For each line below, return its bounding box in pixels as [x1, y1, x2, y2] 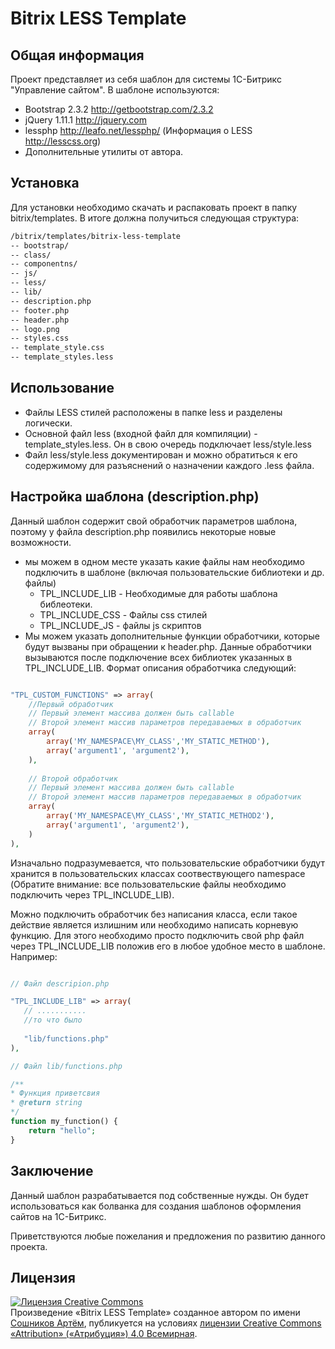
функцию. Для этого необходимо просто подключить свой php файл [10, 929, 305, 941]
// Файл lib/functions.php [10, 1061, 123, 1071]
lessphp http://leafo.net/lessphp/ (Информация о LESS [24, 125, 253, 136]
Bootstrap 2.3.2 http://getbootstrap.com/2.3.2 [24, 103, 214, 115]
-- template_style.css [10, 343, 105, 353]
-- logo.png [10, 324, 60, 334]
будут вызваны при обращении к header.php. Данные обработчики [24, 640, 312, 652]
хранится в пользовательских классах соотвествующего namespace [10, 867, 306, 879]
